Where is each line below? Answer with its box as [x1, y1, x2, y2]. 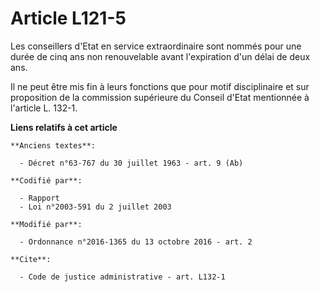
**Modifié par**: [10, 219, 83, 229]
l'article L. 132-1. [10, 102, 78, 114]
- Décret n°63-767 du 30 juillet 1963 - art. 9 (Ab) [19, 158, 244, 168]
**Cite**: [10, 254, 52, 264]
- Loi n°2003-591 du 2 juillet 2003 [19, 202, 172, 212]
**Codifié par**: [10, 175, 83, 186]
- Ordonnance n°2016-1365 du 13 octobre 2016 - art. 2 [19, 237, 253, 247]
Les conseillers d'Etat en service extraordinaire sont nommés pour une [10, 40, 302, 52]
